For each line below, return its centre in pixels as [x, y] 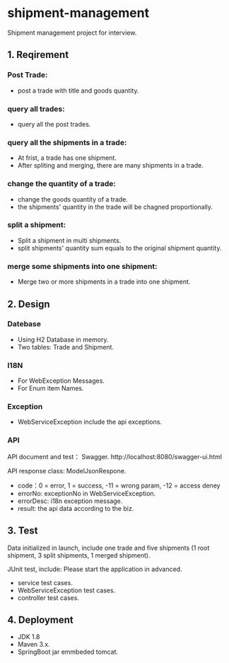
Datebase [24, 324]
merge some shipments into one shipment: [82, 266]
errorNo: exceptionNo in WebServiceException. [87, 493]
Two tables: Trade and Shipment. [66, 347]
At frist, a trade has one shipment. [67, 158]
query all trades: [36, 109]
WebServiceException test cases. [66, 590]
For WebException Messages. [61, 381]
